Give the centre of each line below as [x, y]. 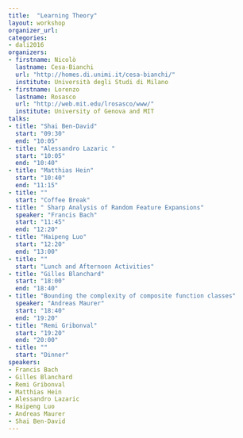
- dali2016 [26, 45]
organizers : [28, 52]
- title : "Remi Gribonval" [53, 325]
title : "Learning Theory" [53, 15]
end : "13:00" [37, 252]
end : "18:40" [37, 289]
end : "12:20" [37, 230]
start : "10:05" [40, 156]
